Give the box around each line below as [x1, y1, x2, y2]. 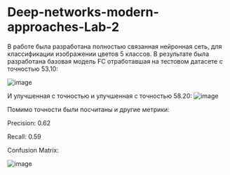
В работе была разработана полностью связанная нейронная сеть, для [7, 42, 222, 50]
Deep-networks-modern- [7, 4, 159, 20]
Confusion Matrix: [7, 146, 60, 154]
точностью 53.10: [7, 64, 58, 73]
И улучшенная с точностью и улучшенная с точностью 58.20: [7, 92, 193, 100]
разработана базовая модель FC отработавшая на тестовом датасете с [7, 57, 223, 65]
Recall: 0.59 [7, 132, 42, 141]
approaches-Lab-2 [7, 19, 120, 35]
